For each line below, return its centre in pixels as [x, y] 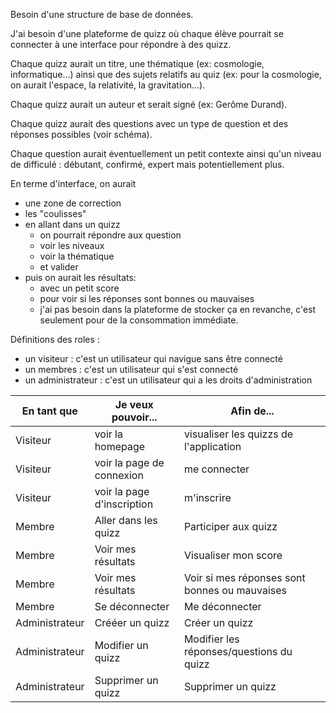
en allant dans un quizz [72, 224]
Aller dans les [126, 520]
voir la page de [129, 462]
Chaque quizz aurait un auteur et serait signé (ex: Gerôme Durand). [149, 104]
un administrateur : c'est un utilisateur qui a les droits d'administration [168, 380]
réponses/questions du [238, 651]
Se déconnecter [132, 606]
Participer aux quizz [230, 526]
